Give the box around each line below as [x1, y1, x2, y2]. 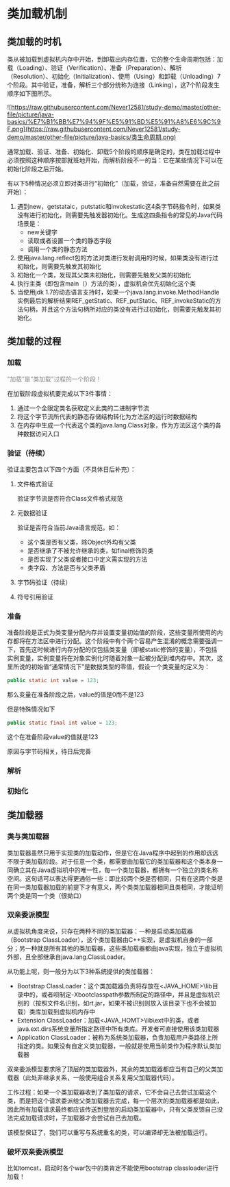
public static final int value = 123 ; [7, 720, 118, 727]
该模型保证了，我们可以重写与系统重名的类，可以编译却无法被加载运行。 [7, 1128, 211, 1136]
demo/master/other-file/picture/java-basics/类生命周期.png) [7, 133, 177, 141]
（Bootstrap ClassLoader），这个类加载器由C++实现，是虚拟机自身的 [7, 936, 201, 944]
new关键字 [27, 228, 58, 236]
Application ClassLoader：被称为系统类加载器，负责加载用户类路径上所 [16, 1033, 218, 1041]
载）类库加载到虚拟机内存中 [16, 1008, 96, 1016]
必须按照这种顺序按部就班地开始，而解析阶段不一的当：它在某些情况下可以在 [7, 156, 223, 164]
